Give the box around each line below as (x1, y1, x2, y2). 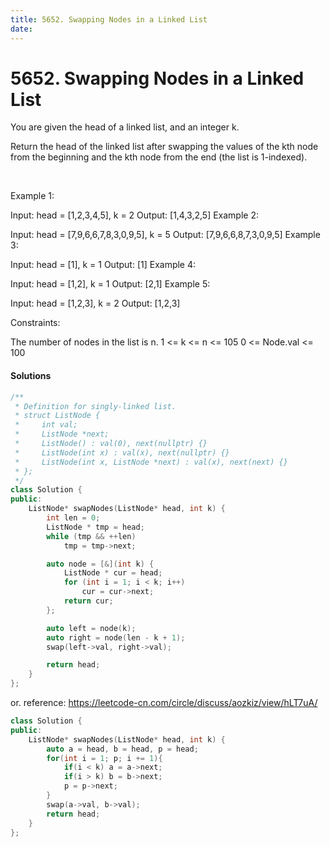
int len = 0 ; (46, 513, 101, 523)
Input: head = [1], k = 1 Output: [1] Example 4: (10, 259, 197, 271)
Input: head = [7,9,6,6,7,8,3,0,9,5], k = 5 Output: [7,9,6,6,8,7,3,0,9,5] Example (10, 229, 321, 241)
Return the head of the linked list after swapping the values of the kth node (10, 141, 319, 153)
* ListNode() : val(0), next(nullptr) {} (14, 439, 208, 449)
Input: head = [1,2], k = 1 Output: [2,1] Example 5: (10, 278, 211, 290)
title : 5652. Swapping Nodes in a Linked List (10, 14, 208, 25)
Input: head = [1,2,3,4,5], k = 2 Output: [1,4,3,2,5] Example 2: (10, 209, 259, 221)
